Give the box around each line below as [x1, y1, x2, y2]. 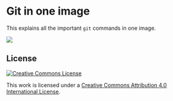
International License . [6, 88, 61, 95]
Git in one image [6, 4, 90, 18]
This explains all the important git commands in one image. [6, 24, 157, 32]
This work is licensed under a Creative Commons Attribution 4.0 [6, 81, 168, 89]
